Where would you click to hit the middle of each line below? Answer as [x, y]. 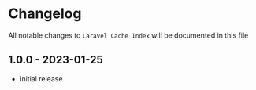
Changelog [45, 14]
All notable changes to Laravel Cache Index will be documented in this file [128, 35]
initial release [41, 78]
